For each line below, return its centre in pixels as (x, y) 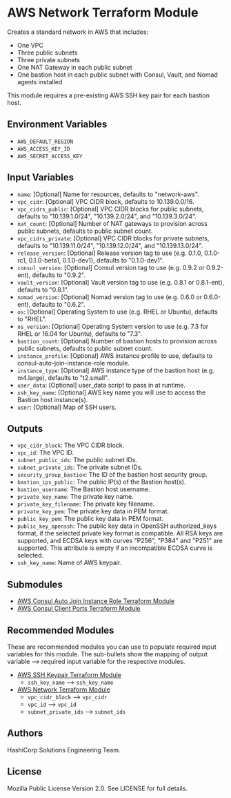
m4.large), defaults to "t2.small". (63, 377)
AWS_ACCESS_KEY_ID (43, 149)
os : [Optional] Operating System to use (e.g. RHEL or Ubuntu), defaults (118, 312)
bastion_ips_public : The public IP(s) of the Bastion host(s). (101, 482)
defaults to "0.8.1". (43, 289)
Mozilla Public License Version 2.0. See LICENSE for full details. (98, 788)
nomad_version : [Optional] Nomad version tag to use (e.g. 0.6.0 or (109, 297)
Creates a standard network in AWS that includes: (78, 32)
